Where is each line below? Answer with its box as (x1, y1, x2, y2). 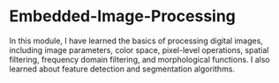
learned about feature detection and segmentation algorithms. (9, 64, 236, 74)
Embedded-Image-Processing (9, 6, 237, 26)
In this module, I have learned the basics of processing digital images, (9, 35, 263, 46)
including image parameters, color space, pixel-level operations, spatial (9, 44, 269, 55)
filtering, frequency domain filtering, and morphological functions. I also (9, 54, 271, 64)
